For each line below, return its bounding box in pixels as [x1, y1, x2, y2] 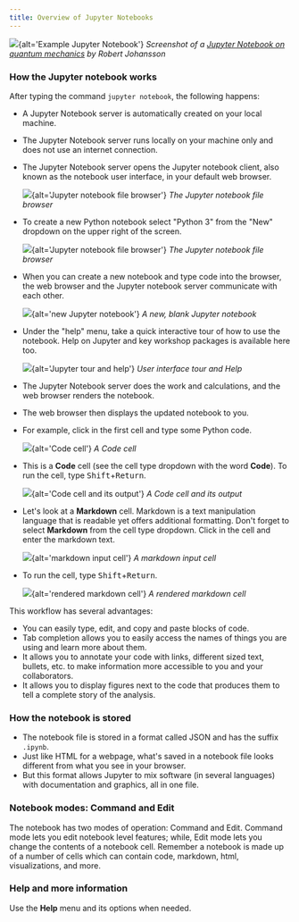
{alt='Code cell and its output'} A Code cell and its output [30, 488, 243, 499]
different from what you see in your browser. [21, 760, 187, 771]
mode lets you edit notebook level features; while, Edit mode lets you [9, 832, 263, 842]
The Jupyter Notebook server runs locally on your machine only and [21, 135, 274, 146]
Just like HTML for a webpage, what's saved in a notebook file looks [21, 751, 274, 762]
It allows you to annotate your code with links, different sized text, [21, 651, 265, 662]
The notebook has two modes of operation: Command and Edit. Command [9, 822, 283, 833]
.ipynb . [21, 742, 49, 752]
